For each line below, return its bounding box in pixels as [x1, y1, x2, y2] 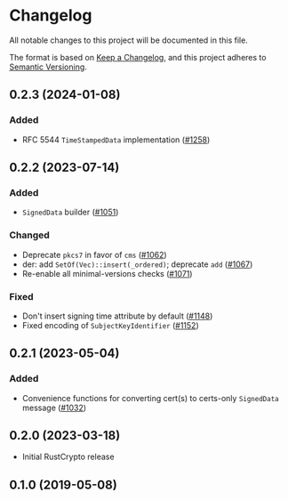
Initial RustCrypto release [21, 451, 115, 463]
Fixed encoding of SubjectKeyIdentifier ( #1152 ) [21, 319, 200, 330]
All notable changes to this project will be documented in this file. [9, 35, 249, 45]
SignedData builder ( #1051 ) [21, 206, 119, 218]
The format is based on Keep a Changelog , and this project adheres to [9, 52, 267, 62]
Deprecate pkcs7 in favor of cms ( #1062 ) [21, 249, 167, 260]
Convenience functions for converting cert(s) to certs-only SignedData [21, 392, 279, 403]
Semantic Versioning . [9, 61, 87, 72]
